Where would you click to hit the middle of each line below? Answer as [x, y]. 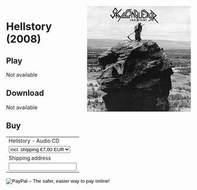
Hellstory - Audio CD [34, 141]
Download [25, 93]
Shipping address [30, 158]
